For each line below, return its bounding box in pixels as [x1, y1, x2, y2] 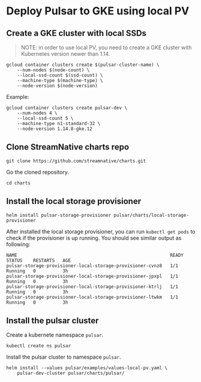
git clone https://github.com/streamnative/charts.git [6, 157, 146, 164]
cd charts [6, 180, 31, 186]
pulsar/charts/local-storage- [113, 212, 189, 218]
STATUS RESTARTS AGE [6, 257, 71, 263]
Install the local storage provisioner [6, 196, 142, 207]
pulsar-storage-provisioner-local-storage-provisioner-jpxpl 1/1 [6, 273, 179, 279]
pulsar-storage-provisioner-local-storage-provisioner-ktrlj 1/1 [6, 283, 179, 290]
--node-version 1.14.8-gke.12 [17, 126, 93, 132]
